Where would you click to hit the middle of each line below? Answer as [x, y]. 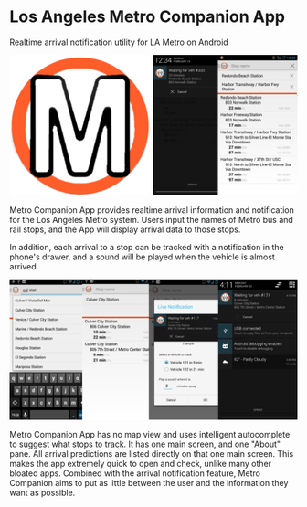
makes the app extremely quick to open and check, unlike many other [141, 464]
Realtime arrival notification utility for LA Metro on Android [119, 42]
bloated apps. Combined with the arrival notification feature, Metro [135, 473]
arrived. [24, 267]
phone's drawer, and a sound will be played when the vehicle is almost [143, 257]
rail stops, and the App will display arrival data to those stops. [125, 229]
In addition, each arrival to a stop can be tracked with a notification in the [147, 248]
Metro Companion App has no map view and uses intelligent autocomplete [150, 435]
